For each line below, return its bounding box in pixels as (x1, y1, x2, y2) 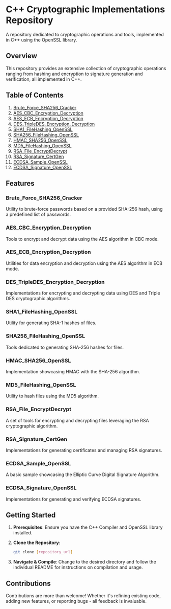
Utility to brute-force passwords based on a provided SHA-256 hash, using (6, 206, 163, 212)
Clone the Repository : (13, 539, 61, 546)
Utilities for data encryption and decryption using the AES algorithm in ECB (6, 260, 162, 266)
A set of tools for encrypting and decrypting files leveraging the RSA (6, 417, 149, 423)
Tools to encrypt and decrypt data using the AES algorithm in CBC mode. (6, 236, 159, 242)
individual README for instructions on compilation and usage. (13, 564, 143, 571)
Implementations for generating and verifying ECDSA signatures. (6, 496, 141, 502)
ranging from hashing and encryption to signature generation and (6, 71, 143, 77)
